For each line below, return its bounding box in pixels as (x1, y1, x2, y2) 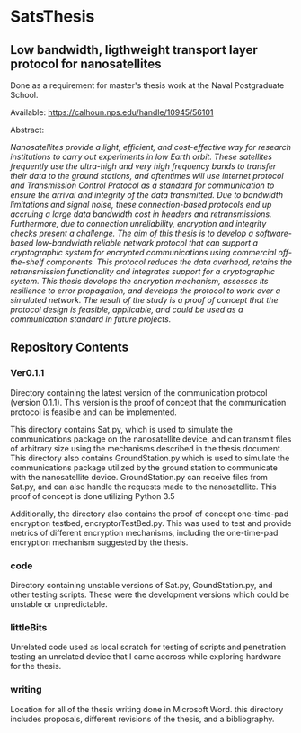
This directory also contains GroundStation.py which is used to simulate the (10, 452, 290, 463)
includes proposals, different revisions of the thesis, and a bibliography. (10, 713, 275, 724)
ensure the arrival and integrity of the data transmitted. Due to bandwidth (10, 190, 284, 200)
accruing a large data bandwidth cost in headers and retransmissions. (10, 209, 272, 219)
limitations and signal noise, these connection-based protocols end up (10, 200, 272, 210)
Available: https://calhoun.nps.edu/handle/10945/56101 (10, 107, 214, 118)
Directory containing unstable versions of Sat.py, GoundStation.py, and (10, 579, 273, 590)
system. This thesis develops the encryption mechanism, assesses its (10, 276, 269, 286)
